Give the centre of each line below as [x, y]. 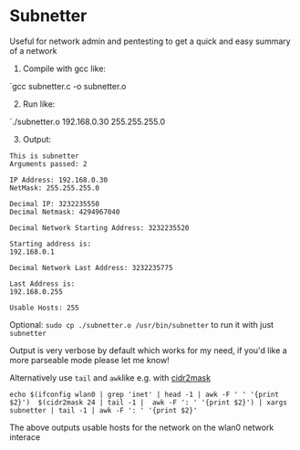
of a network [33, 50]
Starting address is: [51, 244]
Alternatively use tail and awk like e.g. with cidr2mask [110, 377]
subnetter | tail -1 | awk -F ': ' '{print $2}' [103, 410]
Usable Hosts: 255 [44, 308]
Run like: [39, 104]
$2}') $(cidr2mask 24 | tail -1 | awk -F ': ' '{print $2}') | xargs [148, 403]
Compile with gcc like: [64, 68]
